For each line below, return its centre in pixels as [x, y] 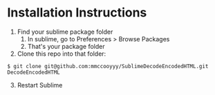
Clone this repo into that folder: [62, 54]
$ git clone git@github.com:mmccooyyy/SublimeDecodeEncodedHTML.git [108, 66]
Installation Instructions [77, 13]
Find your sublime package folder [65, 32]
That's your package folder [66, 46]
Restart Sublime [40, 85]
